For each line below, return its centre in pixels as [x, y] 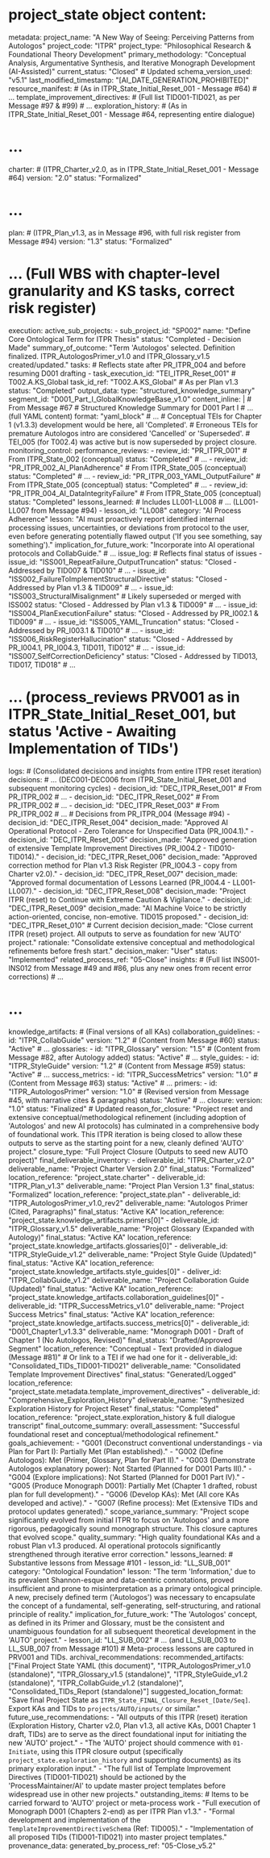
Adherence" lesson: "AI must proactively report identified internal [116, 519]
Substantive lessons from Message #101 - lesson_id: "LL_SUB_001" [120, 1563]
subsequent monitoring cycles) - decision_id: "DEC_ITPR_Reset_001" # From [135, 788]
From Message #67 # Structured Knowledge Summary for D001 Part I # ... [131, 407]
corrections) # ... [36, 977]
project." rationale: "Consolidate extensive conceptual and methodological [132, 942]
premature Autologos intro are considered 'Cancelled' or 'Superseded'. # [129, 433]
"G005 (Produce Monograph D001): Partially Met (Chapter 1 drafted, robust [133, 1485]
